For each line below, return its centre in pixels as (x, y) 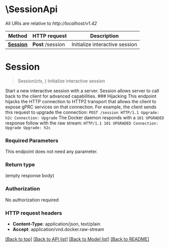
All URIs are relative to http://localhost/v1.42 (51, 23)
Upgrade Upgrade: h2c (28, 128)
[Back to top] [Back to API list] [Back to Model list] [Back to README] (77, 239)
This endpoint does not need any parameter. (51, 152)
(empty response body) (30, 176)
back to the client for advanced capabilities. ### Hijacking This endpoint (81, 96)
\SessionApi (32, 9)
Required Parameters (32, 140)
